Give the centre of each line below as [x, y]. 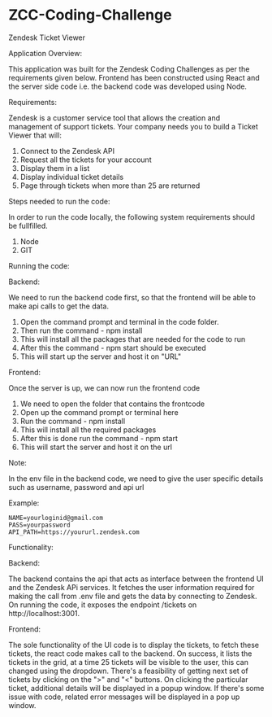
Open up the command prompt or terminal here [99, 412]
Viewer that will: [35, 135]
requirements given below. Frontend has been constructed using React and [134, 77]
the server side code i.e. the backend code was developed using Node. [128, 86]
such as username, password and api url [76, 487]
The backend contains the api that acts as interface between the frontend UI [136, 579]
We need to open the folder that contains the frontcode [112, 404]
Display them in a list [55, 168]
